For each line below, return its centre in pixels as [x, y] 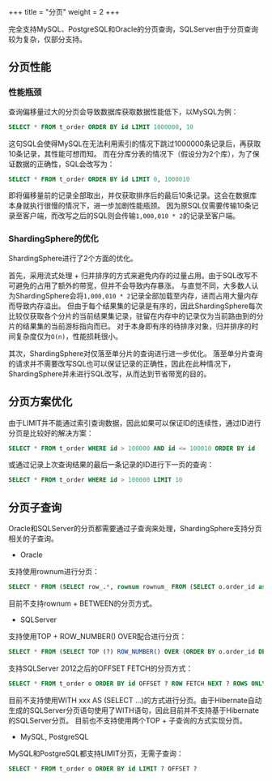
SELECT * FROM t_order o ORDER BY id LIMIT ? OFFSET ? [103, 769]
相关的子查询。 [33, 539]
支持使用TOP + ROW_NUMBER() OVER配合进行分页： [98, 636]
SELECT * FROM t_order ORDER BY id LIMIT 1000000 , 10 [101, 127]
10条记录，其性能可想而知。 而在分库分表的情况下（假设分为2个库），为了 [130, 153]
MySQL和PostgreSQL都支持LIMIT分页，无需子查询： [96, 753]
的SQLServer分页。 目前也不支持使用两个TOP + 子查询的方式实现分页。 [127, 720]
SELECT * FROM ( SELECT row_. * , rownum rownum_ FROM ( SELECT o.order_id [132, 587]
